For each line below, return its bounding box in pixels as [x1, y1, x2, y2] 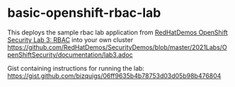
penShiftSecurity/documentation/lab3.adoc [7, 51, 133, 59]
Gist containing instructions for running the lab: [7, 64, 145, 72]
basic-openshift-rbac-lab [7, 5, 161, 21]
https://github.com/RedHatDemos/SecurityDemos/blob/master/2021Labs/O [7, 43, 228, 51]
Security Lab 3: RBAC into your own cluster [7, 35, 133, 43]
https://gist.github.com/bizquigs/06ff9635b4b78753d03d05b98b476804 [7, 72, 222, 80]
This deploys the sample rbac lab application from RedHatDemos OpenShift [7, 28, 228, 36]
